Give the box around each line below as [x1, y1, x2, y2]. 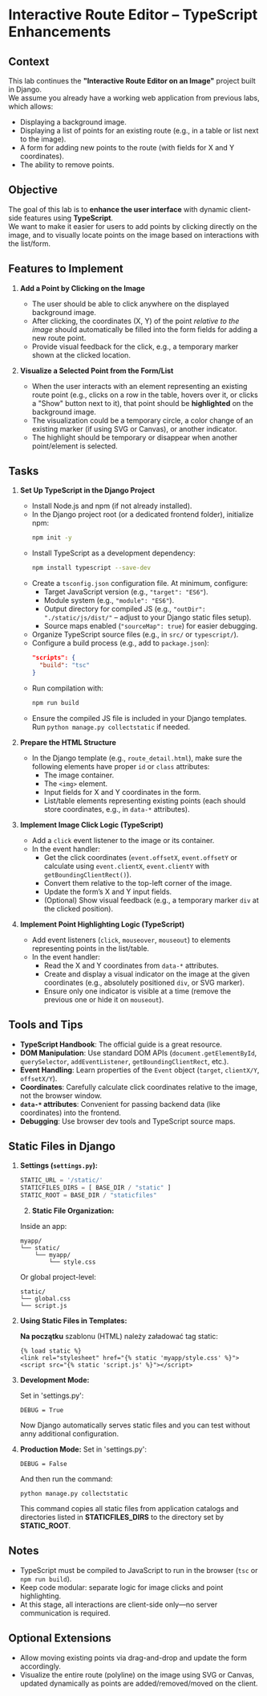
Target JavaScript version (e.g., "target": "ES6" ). [43, 587, 208, 596]
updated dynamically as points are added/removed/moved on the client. [19, 1678, 258, 1688]
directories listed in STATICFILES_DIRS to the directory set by [19, 1512, 225, 1522]
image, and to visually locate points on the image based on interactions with [8, 230, 259, 240]
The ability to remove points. [19, 160, 115, 170]
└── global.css [19, 1294, 71, 1303]
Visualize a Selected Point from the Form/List [19, 366, 174, 375]
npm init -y [31, 534, 72, 542]
